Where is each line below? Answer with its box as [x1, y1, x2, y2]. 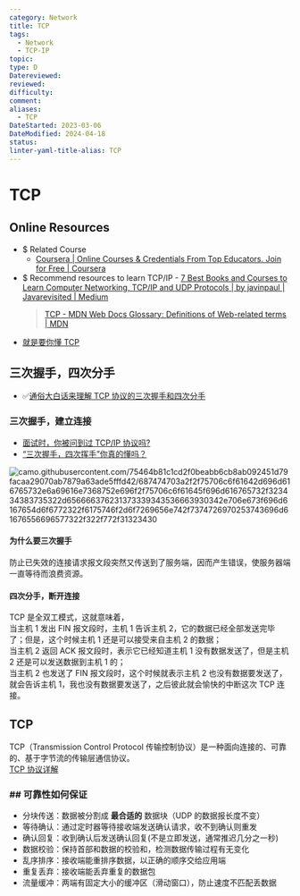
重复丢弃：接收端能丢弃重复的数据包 [21, 866, 156, 877]
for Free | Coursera [35, 263, 106, 274]
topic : [9, 55, 34, 63]
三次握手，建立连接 [9, 415, 92, 427]
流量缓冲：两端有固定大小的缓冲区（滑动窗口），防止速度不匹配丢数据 [21, 877, 277, 888]
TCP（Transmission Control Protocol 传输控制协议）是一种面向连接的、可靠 [9, 741, 287, 752]
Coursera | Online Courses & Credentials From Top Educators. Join [35, 253, 282, 264]
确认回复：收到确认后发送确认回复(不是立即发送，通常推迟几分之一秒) [21, 833, 279, 843]
